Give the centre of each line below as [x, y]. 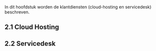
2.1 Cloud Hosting [32, 27]
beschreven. [17, 12]
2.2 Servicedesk [30, 44]
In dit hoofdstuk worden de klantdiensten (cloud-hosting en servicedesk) [78, 7]
